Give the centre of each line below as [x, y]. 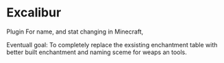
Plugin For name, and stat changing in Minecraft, [75, 32]
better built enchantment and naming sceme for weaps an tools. [97, 52]
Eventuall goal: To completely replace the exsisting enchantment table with [112, 45]
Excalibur [34, 13]
